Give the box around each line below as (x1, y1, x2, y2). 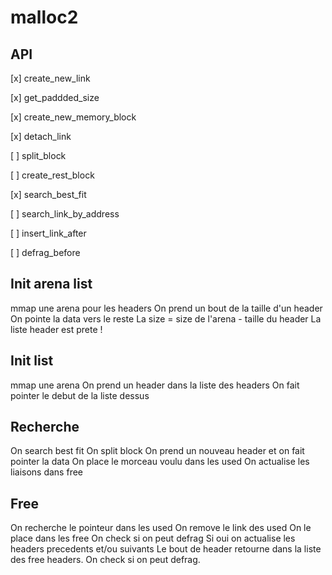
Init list (10, 352, 54, 370)
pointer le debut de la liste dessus (10, 389, 150, 401)
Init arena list (10, 276, 93, 293)
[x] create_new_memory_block (10, 111, 137, 123)
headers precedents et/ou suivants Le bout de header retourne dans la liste (10, 543, 322, 555)
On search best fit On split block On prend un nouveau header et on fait (10, 445, 305, 457)
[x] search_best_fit (10, 189, 87, 200)
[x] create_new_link (10, 72, 91, 84)
